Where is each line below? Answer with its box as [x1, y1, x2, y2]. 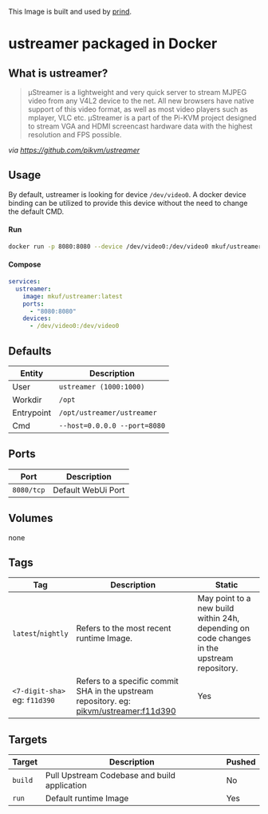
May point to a [197, 593, 251, 604]
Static [215, 579, 238, 591]
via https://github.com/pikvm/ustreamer [8, 145, 140, 155]
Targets [8, 733, 48, 746]
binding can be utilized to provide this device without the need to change [8, 198, 248, 207]
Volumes [8, 512, 53, 525]
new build [197, 603, 235, 614]
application [45, 780, 88, 791]
